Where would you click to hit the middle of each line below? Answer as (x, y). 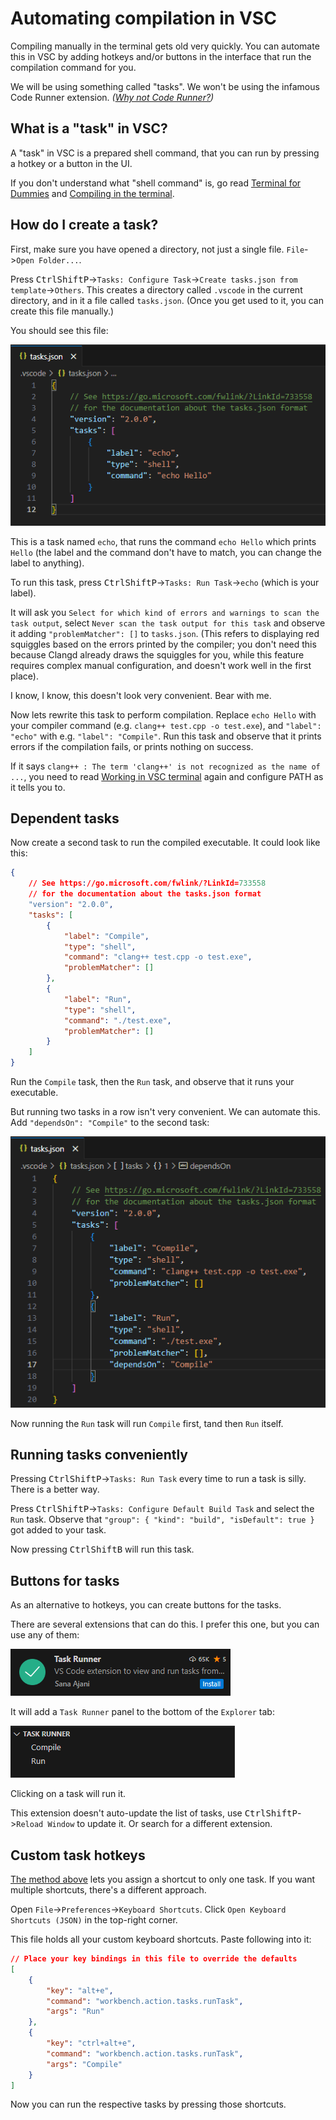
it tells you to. (38, 787)
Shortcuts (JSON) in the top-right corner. (94, 1920)
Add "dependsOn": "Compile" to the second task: (110, 1123)
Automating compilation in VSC (143, 18)
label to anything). (47, 563)
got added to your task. (58, 1530)
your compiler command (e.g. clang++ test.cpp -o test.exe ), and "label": (166, 725)
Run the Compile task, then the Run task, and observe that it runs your (152, 1082)
